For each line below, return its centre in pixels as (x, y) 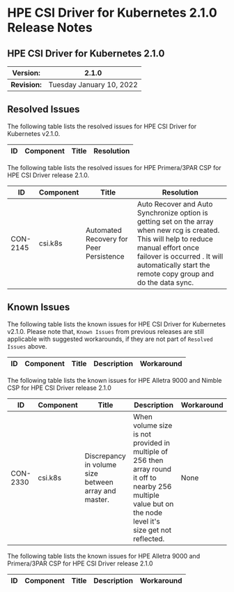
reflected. (149, 538)
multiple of (151, 451)
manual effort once (168, 248)
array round (153, 469)
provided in (152, 443)
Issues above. (27, 346)
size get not (153, 530)
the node (148, 513)
